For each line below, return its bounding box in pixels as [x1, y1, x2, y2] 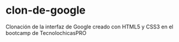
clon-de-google [5, 4, 86, 17]
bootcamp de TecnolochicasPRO [5, 29, 87, 36]
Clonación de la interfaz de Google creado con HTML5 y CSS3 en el [5, 23, 174, 30]
